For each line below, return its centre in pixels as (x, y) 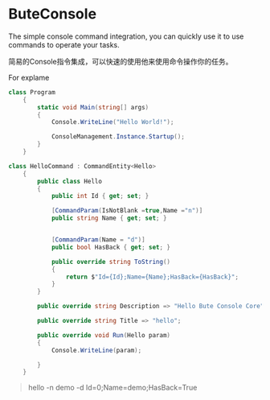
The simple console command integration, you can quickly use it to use (126, 36)
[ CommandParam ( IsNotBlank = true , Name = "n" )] (127, 211)
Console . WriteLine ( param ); (96, 350)
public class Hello (70, 181)
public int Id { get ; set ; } (100, 196)
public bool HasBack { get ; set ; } (111, 247)
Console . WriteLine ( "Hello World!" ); (112, 122)
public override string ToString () (111, 262)
